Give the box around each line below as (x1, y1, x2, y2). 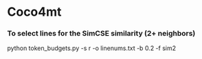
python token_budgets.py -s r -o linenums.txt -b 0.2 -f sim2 (7, 44, 177, 52)
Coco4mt (7, 4, 62, 20)
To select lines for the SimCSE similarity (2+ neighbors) (7, 29, 196, 38)
